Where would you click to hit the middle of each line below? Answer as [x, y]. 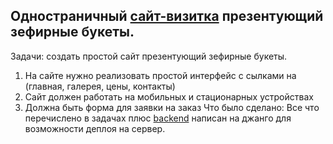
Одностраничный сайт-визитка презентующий [167, 16]
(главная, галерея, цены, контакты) [100, 86]
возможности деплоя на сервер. [95, 128]
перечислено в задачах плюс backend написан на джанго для [158, 118]
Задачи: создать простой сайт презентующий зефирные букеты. [149, 56]
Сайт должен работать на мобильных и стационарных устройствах [169, 96]
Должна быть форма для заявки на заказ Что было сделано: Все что [172, 107]
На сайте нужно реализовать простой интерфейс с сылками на [160, 75]
